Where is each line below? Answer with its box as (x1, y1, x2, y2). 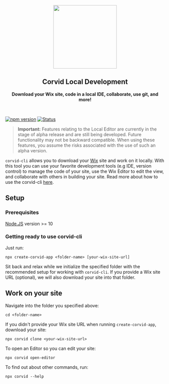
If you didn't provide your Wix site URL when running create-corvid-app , (5, 321, 157, 327)
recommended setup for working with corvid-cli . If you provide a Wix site (5, 269, 160, 275)
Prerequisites (5, 209, 39, 216)
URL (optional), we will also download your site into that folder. (5, 274, 136, 280)
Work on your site (5, 289, 62, 298)
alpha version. (17, 147, 48, 153)
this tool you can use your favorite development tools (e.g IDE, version (5, 163, 152, 169)
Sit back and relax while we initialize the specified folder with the (5, 263, 140, 269)
